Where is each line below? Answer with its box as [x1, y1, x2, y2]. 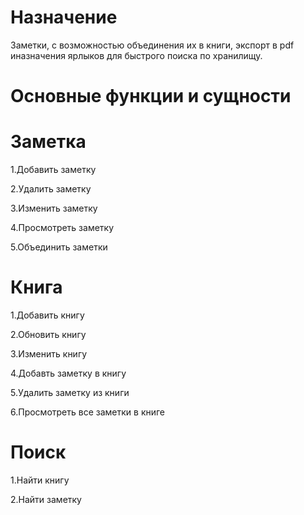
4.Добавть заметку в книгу [10, 367, 127, 379]
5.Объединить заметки [10, 241, 108, 253]
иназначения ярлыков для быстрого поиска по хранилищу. [10, 49, 263, 61]
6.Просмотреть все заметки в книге [10, 406, 166, 418]
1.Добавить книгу [10, 309, 85, 321]
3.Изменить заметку [10, 202, 98, 215]
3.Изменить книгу [10, 348, 88, 360]
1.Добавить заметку [10, 164, 97, 176]
